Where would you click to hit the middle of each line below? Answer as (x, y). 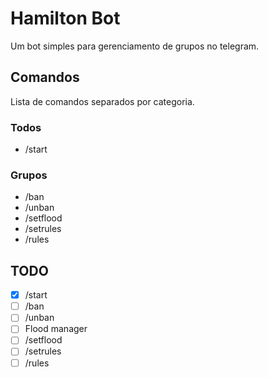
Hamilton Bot (65, 18)
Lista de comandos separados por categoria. (102, 101)
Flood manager (56, 329)
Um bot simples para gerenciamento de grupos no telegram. (135, 46)
